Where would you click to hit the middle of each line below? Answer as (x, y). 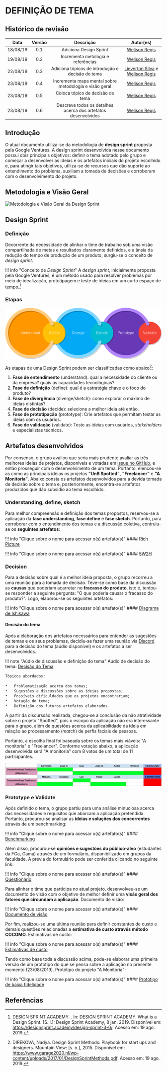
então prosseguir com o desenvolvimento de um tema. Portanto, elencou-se (83, 468)
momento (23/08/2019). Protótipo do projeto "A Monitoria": (65, 970)
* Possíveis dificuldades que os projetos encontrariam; (68, 696)
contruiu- (152, 524)
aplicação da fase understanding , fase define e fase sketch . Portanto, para (83, 518)
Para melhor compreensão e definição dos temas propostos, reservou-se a (82, 513)
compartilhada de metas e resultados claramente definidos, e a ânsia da (79, 250)
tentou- (150, 588)
